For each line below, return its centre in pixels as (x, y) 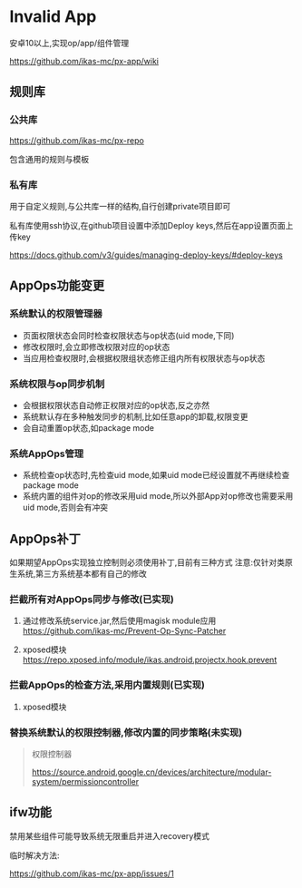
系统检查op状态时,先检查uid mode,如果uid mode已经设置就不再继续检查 (156, 475)
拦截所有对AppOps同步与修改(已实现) (92, 599)
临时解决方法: (35, 855)
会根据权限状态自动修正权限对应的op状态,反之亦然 (116, 405)
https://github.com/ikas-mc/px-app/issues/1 (92, 873)
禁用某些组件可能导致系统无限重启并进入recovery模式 (110, 835)
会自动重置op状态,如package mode (88, 427)
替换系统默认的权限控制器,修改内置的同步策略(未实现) (126, 732)
